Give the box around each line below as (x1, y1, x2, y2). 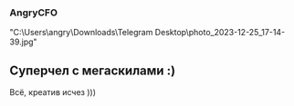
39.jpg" (9, 36, 38, 47)
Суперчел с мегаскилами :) (9, 63, 176, 78)
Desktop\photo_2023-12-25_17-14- (154, 27, 286, 38)
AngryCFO (9, 6, 58, 19)
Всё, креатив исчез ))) (9, 87, 97, 98)
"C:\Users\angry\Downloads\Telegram (9, 27, 153, 38)
